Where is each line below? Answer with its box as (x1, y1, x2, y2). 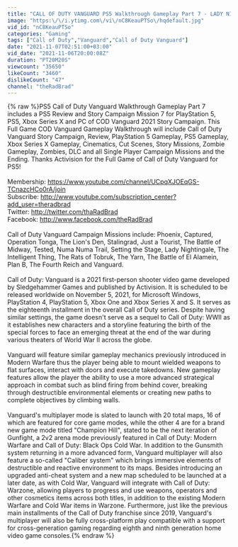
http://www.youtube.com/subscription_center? (40, 193, 177, 201)
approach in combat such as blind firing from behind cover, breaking (7, 380, 208, 390)
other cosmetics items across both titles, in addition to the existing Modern (7, 494, 225, 502)
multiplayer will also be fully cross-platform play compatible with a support (7, 517, 225, 525)
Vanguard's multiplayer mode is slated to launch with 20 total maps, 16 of (7, 411, 221, 419)
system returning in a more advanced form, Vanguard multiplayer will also (7, 449, 223, 457)
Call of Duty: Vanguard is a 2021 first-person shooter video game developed (7, 276, 230, 284)
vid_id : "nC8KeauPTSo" (7, 23, 74, 30)
